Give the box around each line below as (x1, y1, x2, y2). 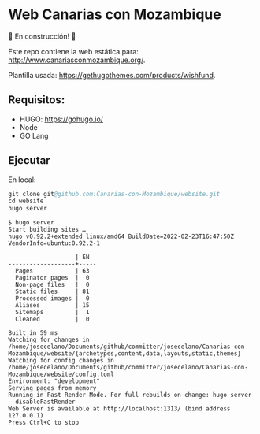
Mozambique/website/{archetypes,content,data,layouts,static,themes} (8, 350, 242, 358)
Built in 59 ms (8, 329, 58, 337)
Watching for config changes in (8, 357, 114, 365)
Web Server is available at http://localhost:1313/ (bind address (8, 405, 231, 413)
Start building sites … (8, 226, 87, 234)
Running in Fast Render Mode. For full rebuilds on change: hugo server (8, 391, 252, 399)
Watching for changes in (8, 336, 90, 344)
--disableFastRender (8, 398, 76, 406)
